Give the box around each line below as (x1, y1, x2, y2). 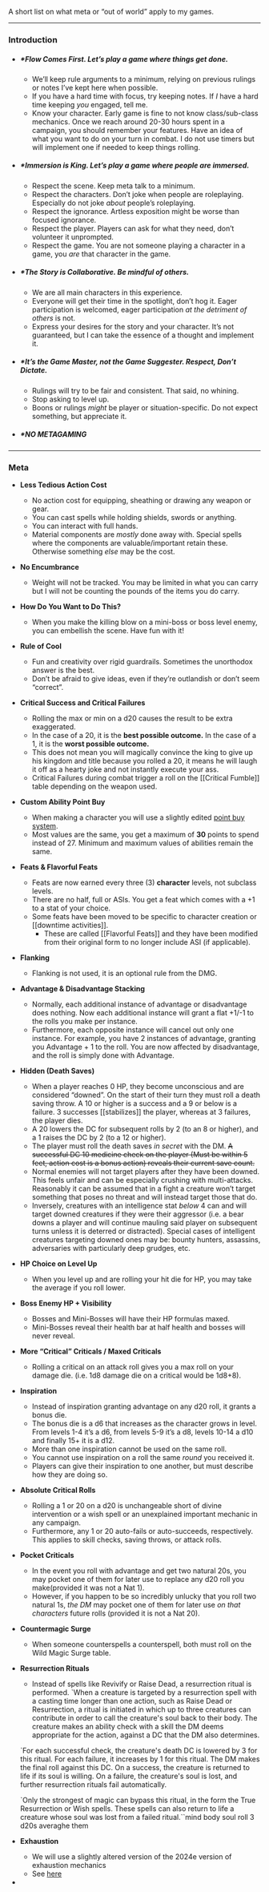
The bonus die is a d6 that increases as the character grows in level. (31, 1418, 258, 1429)
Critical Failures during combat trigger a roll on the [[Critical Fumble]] (31, 773, 260, 783)
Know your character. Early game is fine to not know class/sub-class (31, 108, 259, 118)
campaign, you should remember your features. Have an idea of (31, 125, 243, 135)
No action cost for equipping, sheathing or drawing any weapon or (31, 496, 252, 506)
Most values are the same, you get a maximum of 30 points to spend (31, 829, 259, 840)
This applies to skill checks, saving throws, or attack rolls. (31, 1535, 223, 1545)
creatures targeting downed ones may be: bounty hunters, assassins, (31, 1235, 261, 1245)
